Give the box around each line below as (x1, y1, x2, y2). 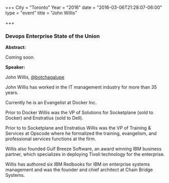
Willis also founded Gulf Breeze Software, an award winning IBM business (5, 146, 162, 152)
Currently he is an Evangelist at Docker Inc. (5, 100, 97, 106)
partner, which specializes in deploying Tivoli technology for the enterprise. (5, 151, 165, 157)
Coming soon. (5, 54, 35, 61)
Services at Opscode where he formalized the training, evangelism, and (5, 131, 157, 137)
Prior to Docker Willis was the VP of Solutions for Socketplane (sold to (5, 109, 154, 116)
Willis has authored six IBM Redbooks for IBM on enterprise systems (5, 161, 150, 168)
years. (5, 89, 19, 96)
